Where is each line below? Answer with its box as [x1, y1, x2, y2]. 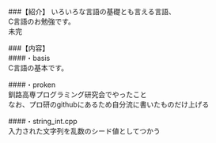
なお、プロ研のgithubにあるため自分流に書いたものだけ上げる [8, 100, 210, 109]
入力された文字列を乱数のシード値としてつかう [8, 126, 161, 136]
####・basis [8, 54, 51, 62]
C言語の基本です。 [8, 63, 69, 73]
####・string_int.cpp [8, 117, 78, 126]
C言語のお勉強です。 [8, 17, 75, 26]
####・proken [8, 80, 56, 89]
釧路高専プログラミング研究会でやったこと [8, 90, 147, 99]
